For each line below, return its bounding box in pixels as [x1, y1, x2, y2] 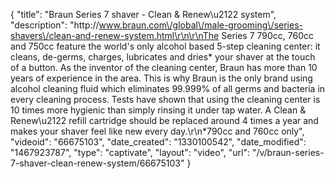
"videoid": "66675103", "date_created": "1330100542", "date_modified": [10, 136, 307, 148]
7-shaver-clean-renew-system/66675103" [10, 157, 185, 169]
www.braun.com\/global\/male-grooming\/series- [98, 19, 304, 31]
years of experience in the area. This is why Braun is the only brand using [10, 72, 313, 84]
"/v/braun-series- [251, 147, 325, 158]
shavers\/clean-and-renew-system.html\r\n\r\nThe [10, 30, 220, 41]
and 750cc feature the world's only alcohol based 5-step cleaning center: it [10, 40, 321, 52]
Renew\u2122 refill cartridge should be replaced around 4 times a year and [10, 115, 319, 126]
